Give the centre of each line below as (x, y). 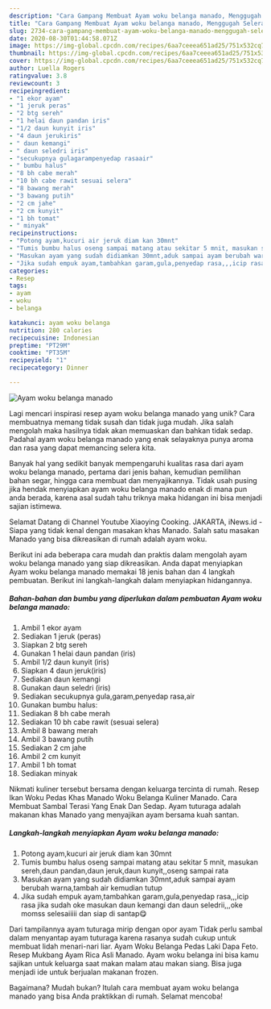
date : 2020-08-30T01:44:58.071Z (63, 38)
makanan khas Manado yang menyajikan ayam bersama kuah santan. (124, 815)
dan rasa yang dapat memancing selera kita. (82, 448)
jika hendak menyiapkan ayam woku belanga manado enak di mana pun (128, 489)
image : (20, 46)
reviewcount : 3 (35, 83)
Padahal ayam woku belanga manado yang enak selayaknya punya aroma (131, 439)
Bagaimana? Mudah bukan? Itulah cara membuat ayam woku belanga (124, 987)
